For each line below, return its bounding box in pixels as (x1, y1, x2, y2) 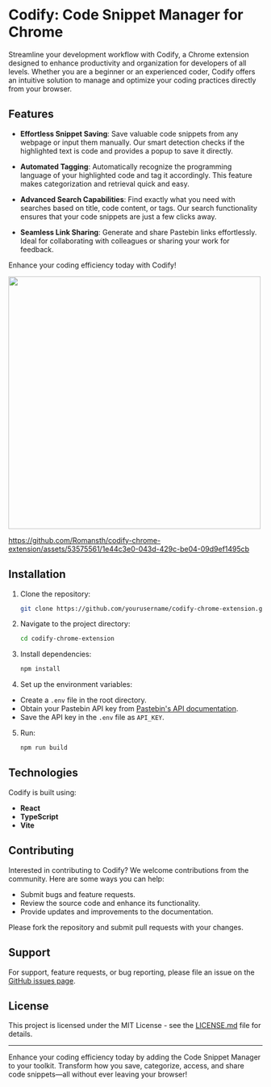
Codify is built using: (8, 787, 77, 797)
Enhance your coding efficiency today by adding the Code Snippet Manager (8, 1052, 261, 1062)
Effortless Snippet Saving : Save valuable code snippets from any (19, 129, 239, 138)
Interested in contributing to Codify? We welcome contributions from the (8, 865, 249, 874)
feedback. (19, 244, 54, 254)
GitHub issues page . (8, 975, 76, 985)
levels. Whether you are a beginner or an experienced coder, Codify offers (8, 66, 256, 76)
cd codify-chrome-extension (19, 634, 115, 643)
